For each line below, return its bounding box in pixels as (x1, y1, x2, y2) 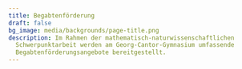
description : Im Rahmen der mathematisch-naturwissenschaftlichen (8, 33, 235, 42)
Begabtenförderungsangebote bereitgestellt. (15, 48, 167, 56)
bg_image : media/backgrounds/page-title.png (8, 26, 159, 34)
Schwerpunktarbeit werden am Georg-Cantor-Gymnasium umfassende (15, 41, 235, 49)
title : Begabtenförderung (8, 11, 95, 20)
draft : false (8, 19, 52, 27)
